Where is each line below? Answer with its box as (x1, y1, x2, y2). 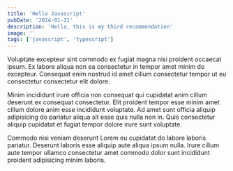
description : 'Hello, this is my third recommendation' (7, 23, 173, 30)
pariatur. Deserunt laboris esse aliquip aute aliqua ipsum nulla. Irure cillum (7, 141, 220, 149)
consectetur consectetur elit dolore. (7, 77, 110, 85)
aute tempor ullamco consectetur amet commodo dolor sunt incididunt (7, 149, 211, 157)
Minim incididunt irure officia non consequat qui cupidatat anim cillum (7, 91, 208, 99)
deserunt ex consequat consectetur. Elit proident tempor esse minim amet (7, 98, 220, 106)
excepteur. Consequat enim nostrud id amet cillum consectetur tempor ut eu (7, 70, 227, 79)
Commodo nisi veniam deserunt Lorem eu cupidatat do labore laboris (7, 133, 206, 142)
